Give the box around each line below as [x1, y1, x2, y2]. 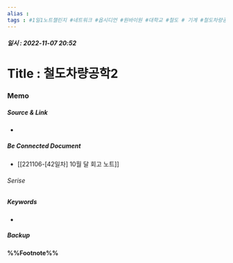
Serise [7, 176, 26, 185]
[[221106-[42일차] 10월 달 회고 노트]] [17, 160, 119, 169]
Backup [7, 231, 30, 239]
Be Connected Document [7, 142, 81, 150]
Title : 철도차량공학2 [7, 66, 119, 82]
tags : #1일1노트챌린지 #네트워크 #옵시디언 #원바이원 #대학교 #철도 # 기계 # [7, 17, 204, 24]
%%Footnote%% [7, 248, 59, 257]
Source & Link [7, 108, 49, 117]
